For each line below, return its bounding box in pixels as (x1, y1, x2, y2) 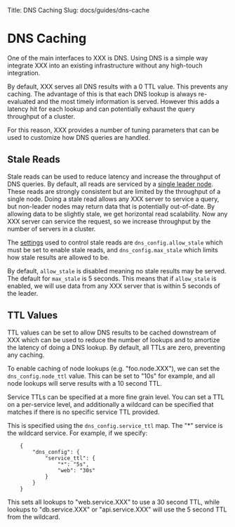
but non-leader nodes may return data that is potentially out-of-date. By (7, 202, 215, 210)
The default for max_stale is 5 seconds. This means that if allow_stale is (7, 274, 217, 282)
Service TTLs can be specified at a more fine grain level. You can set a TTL (7, 393, 224, 401)
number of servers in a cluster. (7, 224, 96, 233)
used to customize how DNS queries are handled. (7, 133, 151, 141)
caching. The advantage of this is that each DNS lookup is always (7, 89, 197, 98)
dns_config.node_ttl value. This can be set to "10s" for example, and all (7, 372, 215, 380)
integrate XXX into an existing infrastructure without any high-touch (7, 61, 203, 70)
